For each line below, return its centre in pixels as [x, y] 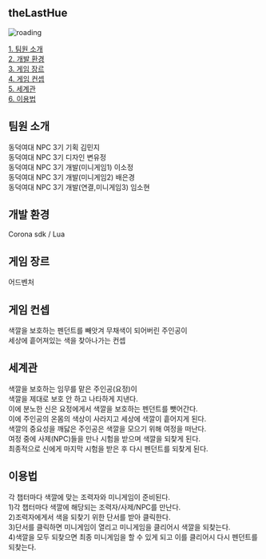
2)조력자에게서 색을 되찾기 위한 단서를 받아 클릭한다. [89, 517]
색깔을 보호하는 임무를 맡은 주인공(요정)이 [73, 389]
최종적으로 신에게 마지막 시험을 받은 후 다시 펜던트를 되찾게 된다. [109, 448]
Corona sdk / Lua [37, 234]
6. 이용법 [22, 98]
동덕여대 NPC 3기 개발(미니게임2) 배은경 [72, 177]
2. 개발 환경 [26, 58]
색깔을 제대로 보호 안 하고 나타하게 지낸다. [73, 398]
